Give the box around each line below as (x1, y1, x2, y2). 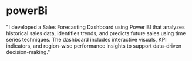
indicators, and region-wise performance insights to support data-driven (6, 42, 182, 49)
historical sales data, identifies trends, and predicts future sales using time (6, 29, 186, 36)
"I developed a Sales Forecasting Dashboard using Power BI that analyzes (6, 23, 185, 30)
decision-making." (6, 48, 50, 55)
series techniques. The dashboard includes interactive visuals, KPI (6, 36, 167, 43)
